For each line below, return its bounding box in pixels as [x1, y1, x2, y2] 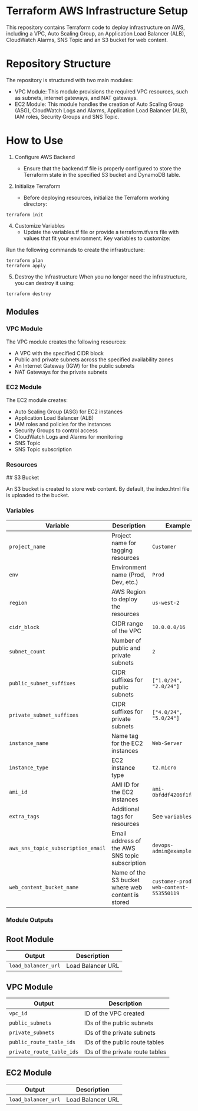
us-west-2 [152, 600, 180, 607]
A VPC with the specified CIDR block [14, 349, 104, 357]
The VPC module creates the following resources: [6, 338, 127, 345]
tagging [111, 546, 133, 555]
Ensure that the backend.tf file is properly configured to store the [23, 164, 181, 172]
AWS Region [111, 588, 146, 596]
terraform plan [6, 257, 44, 264]
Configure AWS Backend [14, 153, 75, 160]
